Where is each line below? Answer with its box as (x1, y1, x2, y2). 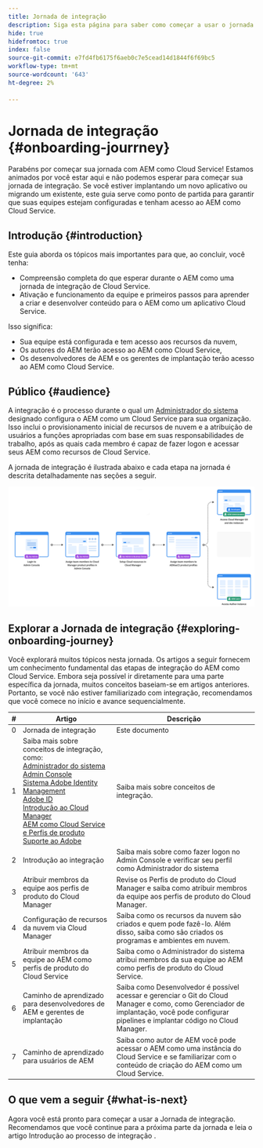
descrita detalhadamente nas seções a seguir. (8, 471, 157, 480)
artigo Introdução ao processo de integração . (8, 1131, 157, 1140)
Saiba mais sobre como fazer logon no (116, 847, 240, 857)
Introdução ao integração (23, 855, 104, 865)
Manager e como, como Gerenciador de (116, 999, 245, 1008)
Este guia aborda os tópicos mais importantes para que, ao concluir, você (8, 250, 245, 259)
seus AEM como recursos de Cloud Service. (8, 447, 151, 457)
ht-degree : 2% (8, 78, 55, 86)
